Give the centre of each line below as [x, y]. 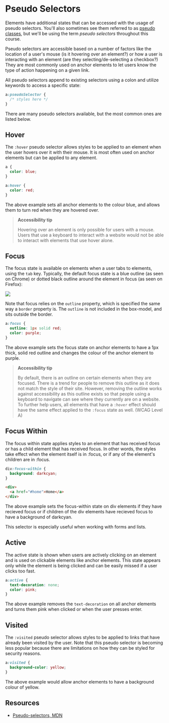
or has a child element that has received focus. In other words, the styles [81, 449]
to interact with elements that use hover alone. [66, 240]
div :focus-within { [26, 469]
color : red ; [22, 190]
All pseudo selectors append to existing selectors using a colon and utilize [82, 80]
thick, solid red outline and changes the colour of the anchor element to [79, 353]
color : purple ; [26, 333]
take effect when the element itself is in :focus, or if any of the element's [80, 454]
